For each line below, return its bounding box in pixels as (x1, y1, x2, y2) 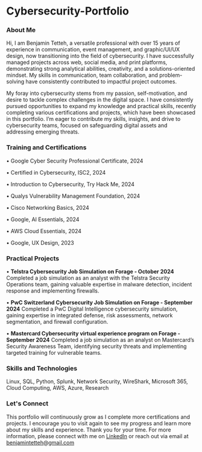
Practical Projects (6, 254, 59, 262)
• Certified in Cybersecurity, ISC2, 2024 (6, 169, 106, 176)
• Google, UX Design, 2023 (6, 239, 74, 246)
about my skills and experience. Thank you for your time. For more (6, 426, 171, 433)
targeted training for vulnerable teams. (6, 349, 102, 357)
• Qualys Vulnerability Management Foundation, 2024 (6, 192, 140, 199)
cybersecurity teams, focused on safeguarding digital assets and (6, 122, 168, 129)
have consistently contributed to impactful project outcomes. (25, 78, 177, 85)
